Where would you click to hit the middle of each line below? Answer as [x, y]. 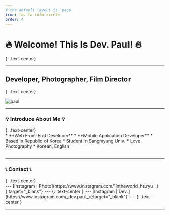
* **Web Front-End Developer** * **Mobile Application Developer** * [79, 136]
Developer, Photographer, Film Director [68, 79]
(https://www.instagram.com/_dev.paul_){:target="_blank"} [67, 197]
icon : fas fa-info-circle [32, 15]
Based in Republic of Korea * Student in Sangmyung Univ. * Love [73, 141]
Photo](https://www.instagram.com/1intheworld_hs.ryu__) [99, 186]
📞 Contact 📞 [18, 169]
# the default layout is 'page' [39, 10]
